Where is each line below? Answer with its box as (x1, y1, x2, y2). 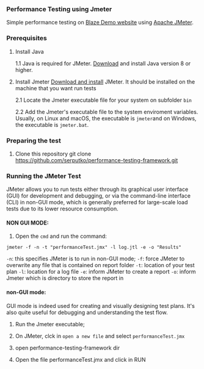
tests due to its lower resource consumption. (6, 205, 118, 212)
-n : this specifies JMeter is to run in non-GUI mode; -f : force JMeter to (6, 255, 185, 262)
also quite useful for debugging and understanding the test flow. (6, 309, 168, 316)
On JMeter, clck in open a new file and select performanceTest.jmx (15, 332, 185, 340)
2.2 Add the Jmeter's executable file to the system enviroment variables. (15, 108, 199, 115)
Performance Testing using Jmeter (6, 5, 112, 13)
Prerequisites (6, 34, 47, 43)
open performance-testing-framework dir (15, 344, 120, 351)
